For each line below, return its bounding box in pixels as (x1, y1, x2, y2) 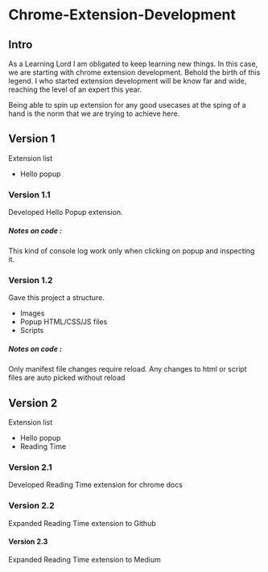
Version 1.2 (8, 275, 54, 286)
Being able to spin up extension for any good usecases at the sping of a (8, 101, 247, 109)
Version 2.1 (8, 462, 52, 473)
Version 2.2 (8, 500, 55, 512)
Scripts (19, 326, 44, 335)
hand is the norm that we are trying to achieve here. (8, 109, 180, 118)
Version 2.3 (8, 537, 48, 546)
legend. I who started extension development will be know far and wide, (8, 76, 247, 85)
